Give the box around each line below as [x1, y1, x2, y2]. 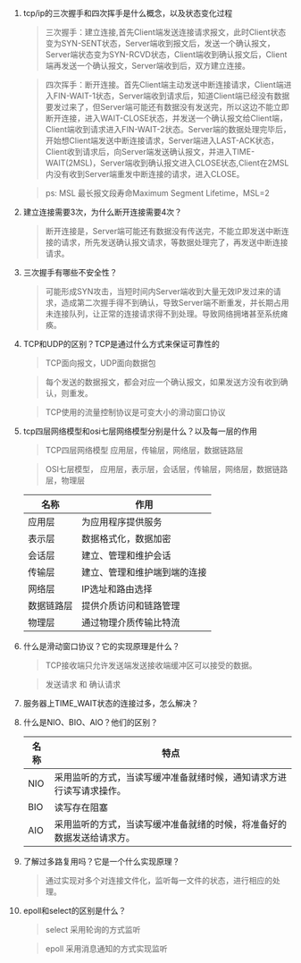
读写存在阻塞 [54, 801, 108, 814]
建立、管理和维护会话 [80, 549, 171, 562]
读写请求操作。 [63, 785, 126, 797]
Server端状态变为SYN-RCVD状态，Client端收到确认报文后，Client [45, 49, 288, 60]
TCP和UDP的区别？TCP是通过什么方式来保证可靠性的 [22, 339, 220, 349]
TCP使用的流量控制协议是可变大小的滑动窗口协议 [45, 407, 226, 418]
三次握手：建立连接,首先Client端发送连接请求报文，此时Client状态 [45, 27, 287, 38]
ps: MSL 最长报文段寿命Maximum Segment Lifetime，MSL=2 [45, 188, 271, 199]
